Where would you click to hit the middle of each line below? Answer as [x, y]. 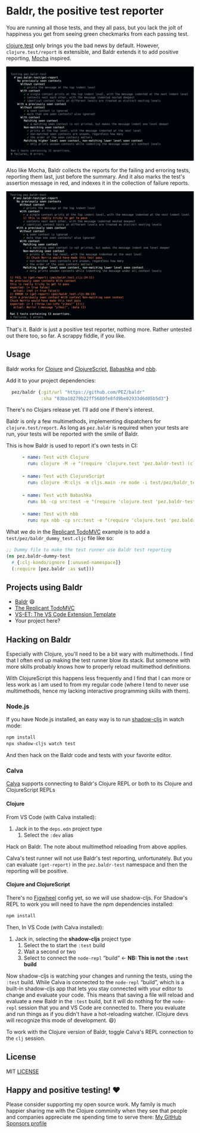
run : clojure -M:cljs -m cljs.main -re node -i [87, 482]
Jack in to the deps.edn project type [58, 828]
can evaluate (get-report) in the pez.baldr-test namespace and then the [97, 864]
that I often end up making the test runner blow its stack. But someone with [98, 660]
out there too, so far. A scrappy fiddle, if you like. [66, 335]
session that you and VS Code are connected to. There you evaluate [102, 1008]
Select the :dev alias [49, 835]
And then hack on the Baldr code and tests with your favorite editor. [89, 755]
